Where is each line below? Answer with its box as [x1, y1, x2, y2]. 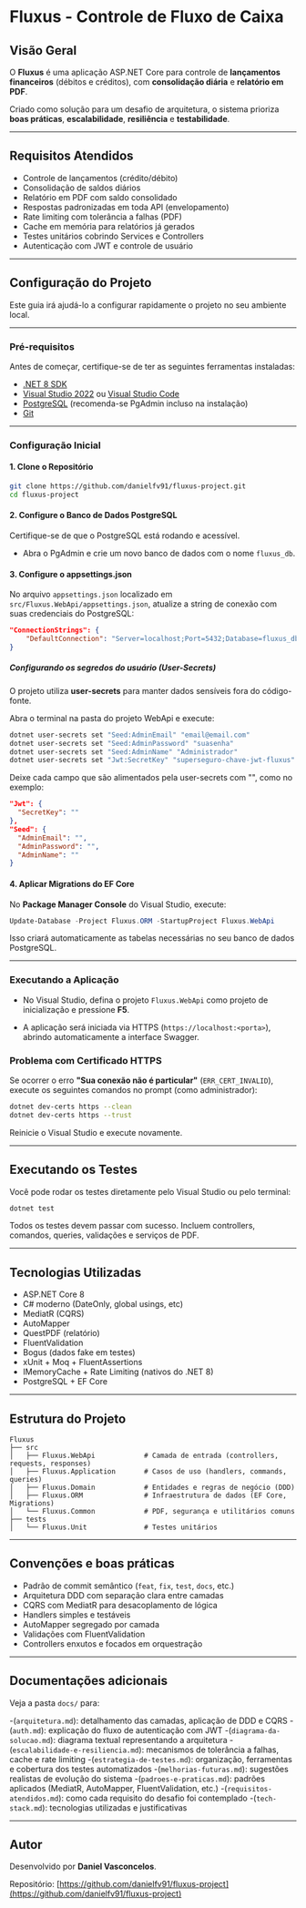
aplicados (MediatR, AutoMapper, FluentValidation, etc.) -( [9, 1782, 228, 1793]
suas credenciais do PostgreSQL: [9, 608, 135, 619]
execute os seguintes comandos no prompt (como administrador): [9, 1084, 258, 1095]
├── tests [9, 1515, 47, 1525]
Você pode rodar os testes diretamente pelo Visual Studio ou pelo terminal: [9, 1186, 291, 1197]
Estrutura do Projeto [9, 1411, 127, 1426]
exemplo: [9, 781, 44, 793]
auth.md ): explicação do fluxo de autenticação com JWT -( [12, 1724, 232, 1736]
